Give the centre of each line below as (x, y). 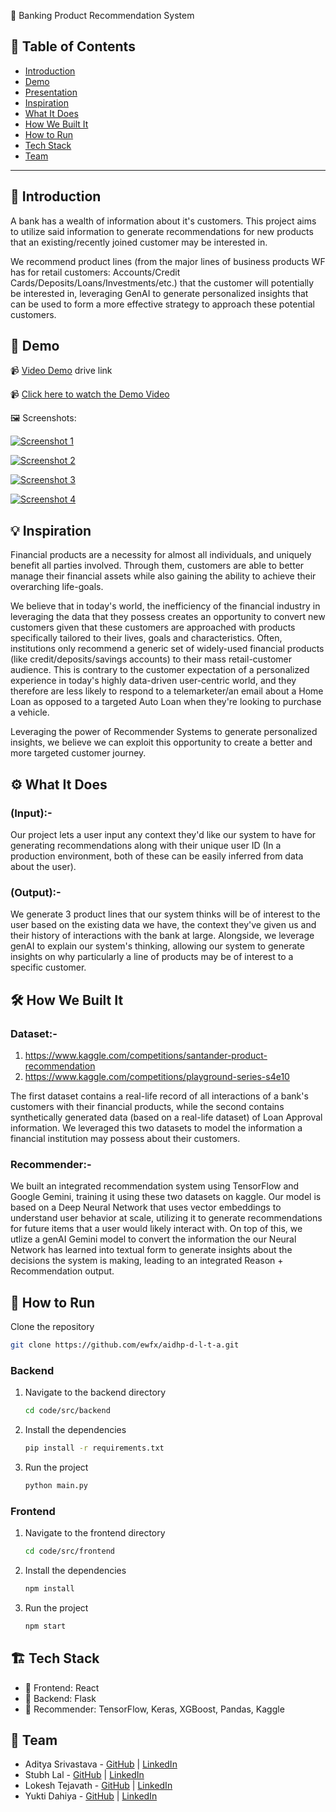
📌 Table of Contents (73, 46)
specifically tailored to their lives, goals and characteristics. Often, (146, 638)
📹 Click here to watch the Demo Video (90, 394)
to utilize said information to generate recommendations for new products (162, 231)
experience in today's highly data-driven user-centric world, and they (153, 681)
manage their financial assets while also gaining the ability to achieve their (163, 576)
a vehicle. (30, 712)
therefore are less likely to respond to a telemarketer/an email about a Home (167, 691)
